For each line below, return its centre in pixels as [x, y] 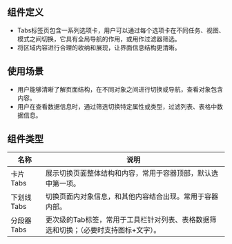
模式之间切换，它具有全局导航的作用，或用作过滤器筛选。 [99, 39]
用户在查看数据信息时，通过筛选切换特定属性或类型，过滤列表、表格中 [117, 106]
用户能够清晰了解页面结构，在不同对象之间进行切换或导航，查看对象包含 [120, 89]
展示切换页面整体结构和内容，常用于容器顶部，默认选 [132, 173]
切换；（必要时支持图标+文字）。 [110, 230]
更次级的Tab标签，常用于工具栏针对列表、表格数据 [127, 220]
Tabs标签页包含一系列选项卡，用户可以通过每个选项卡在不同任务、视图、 [121, 30]
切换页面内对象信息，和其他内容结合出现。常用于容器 [132, 196]
